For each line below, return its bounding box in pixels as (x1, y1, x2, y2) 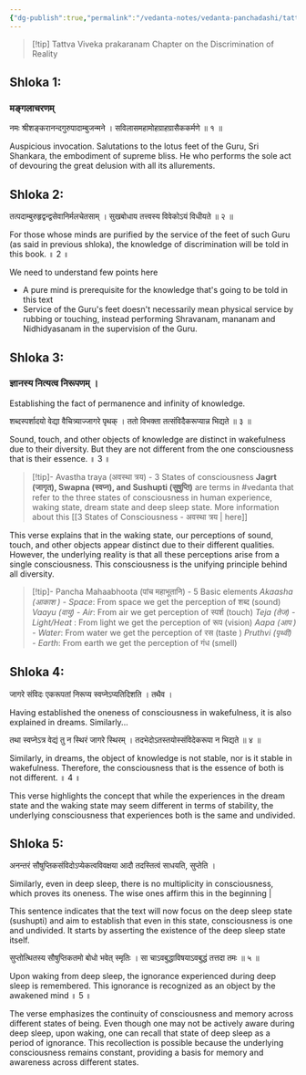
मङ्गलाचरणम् (9, 101, 55, 114)
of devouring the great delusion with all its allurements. (9, 161, 216, 172)
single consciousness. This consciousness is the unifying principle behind (9, 558, 288, 569)
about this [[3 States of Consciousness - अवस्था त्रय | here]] (31, 511, 248, 522)
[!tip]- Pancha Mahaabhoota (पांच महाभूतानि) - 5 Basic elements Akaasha (31, 586, 293, 597)
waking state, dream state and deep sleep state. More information (31, 501, 280, 512)
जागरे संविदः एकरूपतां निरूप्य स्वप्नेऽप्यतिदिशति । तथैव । (9, 688, 173, 699)
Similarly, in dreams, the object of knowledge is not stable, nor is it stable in (9, 752, 293, 763)
